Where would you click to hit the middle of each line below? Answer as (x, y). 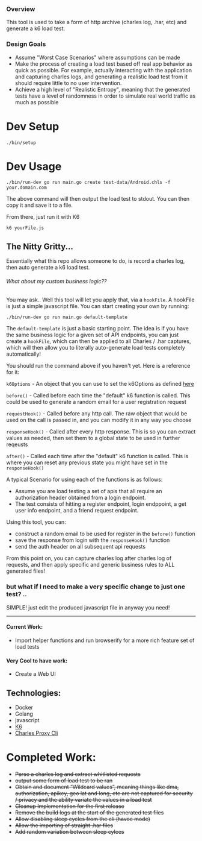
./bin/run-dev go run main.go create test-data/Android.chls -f (88, 183)
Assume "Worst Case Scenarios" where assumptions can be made (97, 57)
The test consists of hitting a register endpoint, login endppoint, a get (101, 504)
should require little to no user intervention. (68, 83)
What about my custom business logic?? (57, 281)
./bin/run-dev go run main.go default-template (67, 317)
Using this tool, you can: (36, 522)
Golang (24, 714)
